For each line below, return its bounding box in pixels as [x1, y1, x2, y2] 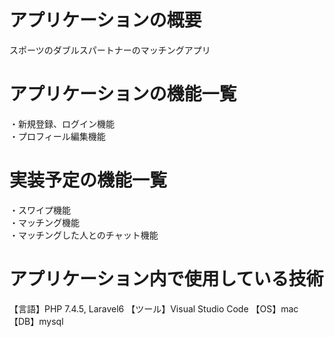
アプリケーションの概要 [9, 9, 202, 32]
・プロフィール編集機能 [9, 130, 106, 142]
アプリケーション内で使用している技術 [9, 268, 324, 290]
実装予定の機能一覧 [9, 169, 168, 192]
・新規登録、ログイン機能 [9, 117, 115, 130]
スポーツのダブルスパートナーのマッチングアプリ [9, 44, 211, 56]
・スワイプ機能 [9, 204, 71, 216]
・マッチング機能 [9, 216, 80, 228]
